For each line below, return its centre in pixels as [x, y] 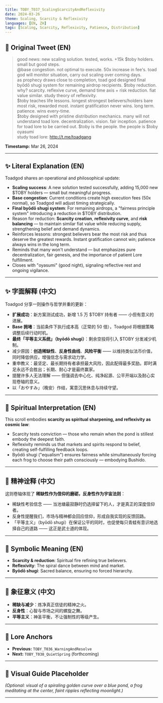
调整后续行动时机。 [31, 332]
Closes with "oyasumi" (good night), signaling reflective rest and [76, 265]
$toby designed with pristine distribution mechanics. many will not [83, 116]
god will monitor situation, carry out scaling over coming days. [79, 75]
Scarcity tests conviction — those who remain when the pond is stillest [83, 434]
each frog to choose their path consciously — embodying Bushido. [79, 460]
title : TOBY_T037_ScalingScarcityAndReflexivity [55, 10]
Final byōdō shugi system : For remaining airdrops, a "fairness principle [83, 208]
